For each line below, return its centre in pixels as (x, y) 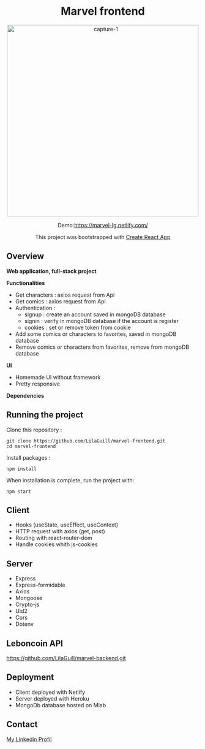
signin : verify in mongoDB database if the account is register (102, 321)
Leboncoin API (35, 643)
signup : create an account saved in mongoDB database (95, 314)
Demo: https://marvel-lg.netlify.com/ (103, 225)
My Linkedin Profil (29, 739)
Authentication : (35, 308)
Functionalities (26, 283)
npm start (19, 492)
